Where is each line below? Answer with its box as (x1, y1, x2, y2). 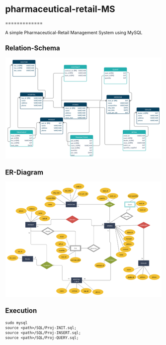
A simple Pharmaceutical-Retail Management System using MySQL (5, 29, 143, 35)
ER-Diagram (5, 168, 44, 176)
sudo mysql (5, 320, 28, 325)
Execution (5, 307, 37, 315)
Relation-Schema (5, 44, 61, 53)
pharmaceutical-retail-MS (5, 3, 115, 15)
